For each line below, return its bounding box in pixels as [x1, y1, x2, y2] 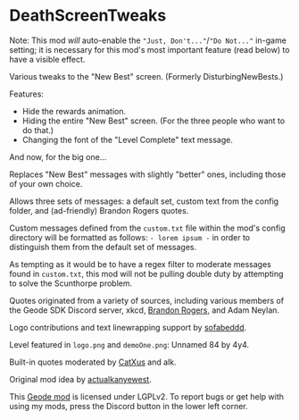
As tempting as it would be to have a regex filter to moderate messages [9, 258, 272, 269]
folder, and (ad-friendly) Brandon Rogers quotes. [9, 205, 189, 215]
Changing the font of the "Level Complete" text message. [21, 134, 234, 145]
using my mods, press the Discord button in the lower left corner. [9, 400, 248, 411]
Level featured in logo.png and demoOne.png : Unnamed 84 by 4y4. [9, 339, 250, 349]
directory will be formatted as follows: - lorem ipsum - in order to [9, 231, 251, 242]
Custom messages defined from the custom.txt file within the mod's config [9, 223, 286, 233]
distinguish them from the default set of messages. [9, 241, 197, 252]
